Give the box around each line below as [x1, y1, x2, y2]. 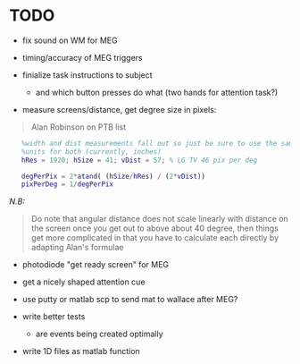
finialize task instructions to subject [21, 69, 154, 80]
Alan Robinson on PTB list [30, 122, 127, 132]
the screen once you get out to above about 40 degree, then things [30, 223, 279, 233]
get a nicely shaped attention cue [21, 276, 146, 287]
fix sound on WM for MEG [21, 35, 118, 46]
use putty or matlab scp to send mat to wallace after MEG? [21, 294, 238, 305]
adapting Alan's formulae [30, 242, 124, 253]
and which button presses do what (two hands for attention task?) [35, 87, 279, 97]
